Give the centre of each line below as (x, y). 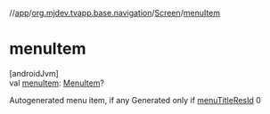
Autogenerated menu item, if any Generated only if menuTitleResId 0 (135, 100)
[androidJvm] (34, 73)
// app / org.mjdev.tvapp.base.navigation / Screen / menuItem (115, 13)
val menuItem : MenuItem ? (57, 83)
